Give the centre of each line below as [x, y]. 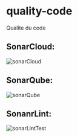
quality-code [39, 11]
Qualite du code [26, 28]
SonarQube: [30, 81]
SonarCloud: [31, 47]
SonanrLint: [29, 114]
